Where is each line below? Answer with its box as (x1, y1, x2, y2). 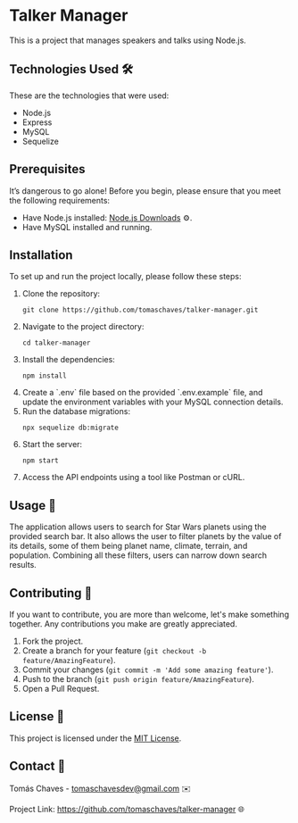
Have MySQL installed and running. (21, 221, 153, 232)
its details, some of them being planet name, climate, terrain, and (9, 541, 248, 552)
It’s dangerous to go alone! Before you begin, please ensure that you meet (9, 185, 281, 196)
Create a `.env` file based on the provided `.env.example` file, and (21, 387, 263, 398)
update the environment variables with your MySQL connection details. (21, 396, 284, 407)
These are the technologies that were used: (9, 90, 170, 101)
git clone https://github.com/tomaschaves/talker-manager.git (21, 305, 259, 315)
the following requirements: (9, 195, 110, 205)
